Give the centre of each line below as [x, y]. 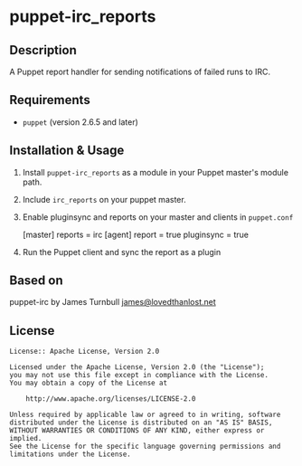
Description [43, 50]
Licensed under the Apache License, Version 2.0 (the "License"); [137, 367]
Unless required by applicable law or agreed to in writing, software [145, 415]
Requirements [50, 100]
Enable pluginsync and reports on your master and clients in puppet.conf [158, 217]
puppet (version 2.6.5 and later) [80, 122]
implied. [26, 439]
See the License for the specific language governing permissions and [145, 447]
